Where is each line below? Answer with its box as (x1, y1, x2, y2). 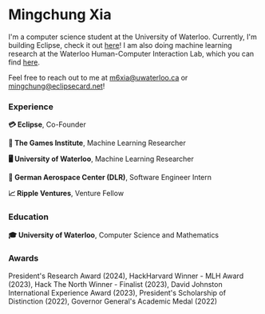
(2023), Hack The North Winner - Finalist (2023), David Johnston (8, 279, 223, 288)
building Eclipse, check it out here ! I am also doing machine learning (8, 40, 233, 49)
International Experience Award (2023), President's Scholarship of (8, 288, 226, 297)
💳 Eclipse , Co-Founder (8, 120, 86, 129)
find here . (8, 57, 41, 67)
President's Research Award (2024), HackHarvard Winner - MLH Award (8, 271, 244, 281)
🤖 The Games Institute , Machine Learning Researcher (8, 138, 186, 148)
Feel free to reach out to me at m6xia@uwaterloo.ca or (8, 73, 188, 82)
